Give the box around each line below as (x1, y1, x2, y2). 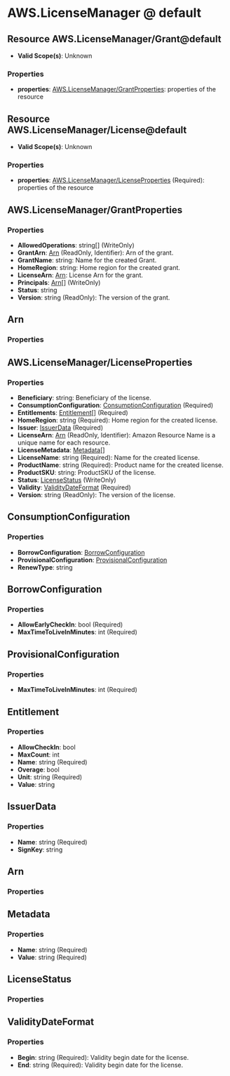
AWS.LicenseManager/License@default (7, 124, 187, 136)
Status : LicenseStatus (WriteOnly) (17, 476, 117, 485)
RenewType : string (17, 563, 73, 571)
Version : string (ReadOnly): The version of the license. (17, 491, 176, 499)
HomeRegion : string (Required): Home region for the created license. (17, 416, 218, 425)
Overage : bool (17, 765, 60, 774)
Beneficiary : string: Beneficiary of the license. (17, 394, 152, 402)
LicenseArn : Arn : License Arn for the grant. (17, 271, 144, 279)
